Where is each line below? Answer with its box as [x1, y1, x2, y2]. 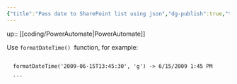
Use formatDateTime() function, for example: [6, 43, 139, 51]
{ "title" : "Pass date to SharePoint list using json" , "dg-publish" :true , [6, 10, 226, 17]
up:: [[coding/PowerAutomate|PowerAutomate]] [6, 29, 146, 38]
